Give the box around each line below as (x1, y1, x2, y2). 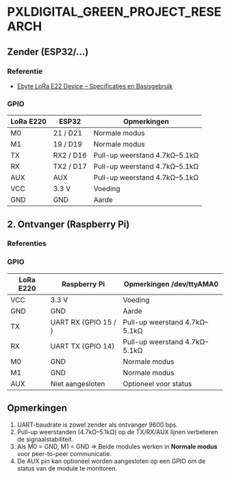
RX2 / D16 (53, 151, 87, 160)
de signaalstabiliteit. (16, 435, 74, 443)
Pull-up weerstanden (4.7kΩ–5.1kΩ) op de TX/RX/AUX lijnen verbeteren (16, 427, 218, 436)
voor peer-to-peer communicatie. (16, 449, 112, 457)
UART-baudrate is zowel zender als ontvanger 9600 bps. (16, 420, 178, 429)
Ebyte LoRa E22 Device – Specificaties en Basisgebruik (16, 81, 173, 90)
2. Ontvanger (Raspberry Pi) (7, 218, 130, 230)
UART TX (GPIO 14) (50, 341, 115, 351)
